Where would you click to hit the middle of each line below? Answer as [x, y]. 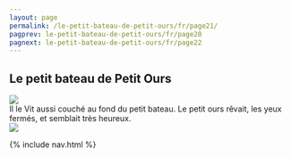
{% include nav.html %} [53, 145]
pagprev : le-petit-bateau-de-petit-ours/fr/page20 [106, 34]
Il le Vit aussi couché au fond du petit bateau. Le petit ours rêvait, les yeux [145, 109]
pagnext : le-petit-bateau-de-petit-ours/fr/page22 [106, 42]
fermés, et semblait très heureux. [70, 119]
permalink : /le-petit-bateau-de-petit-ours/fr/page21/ [114, 26]
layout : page [34, 17]
